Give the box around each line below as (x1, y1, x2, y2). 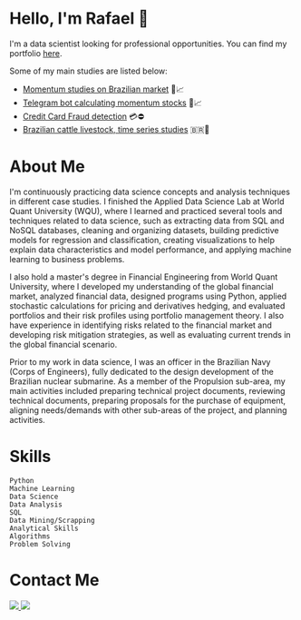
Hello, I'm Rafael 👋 (9, 8, 150, 29)
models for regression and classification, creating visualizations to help (9, 234, 275, 245)
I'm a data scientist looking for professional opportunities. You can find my (9, 38, 287, 49)
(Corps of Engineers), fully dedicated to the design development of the (9, 366, 274, 377)
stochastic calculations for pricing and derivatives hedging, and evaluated (9, 300, 286, 311)
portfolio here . (9, 47, 63, 58)
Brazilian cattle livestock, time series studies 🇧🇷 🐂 (22, 123, 210, 134)
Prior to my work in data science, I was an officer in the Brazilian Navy (9, 356, 271, 367)
